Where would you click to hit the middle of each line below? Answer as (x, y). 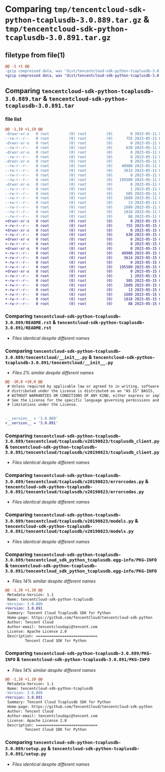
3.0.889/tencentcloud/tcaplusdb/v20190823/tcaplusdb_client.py (82, 441)
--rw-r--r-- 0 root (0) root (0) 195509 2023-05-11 (81, 180)
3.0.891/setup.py (26, 754)
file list (14, 119)
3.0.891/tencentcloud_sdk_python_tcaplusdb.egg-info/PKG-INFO (81, 571)
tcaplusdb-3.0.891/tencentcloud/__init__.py (59, 363)
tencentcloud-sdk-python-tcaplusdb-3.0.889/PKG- (93, 654)
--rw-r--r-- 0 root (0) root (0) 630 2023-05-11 (81, 147)
